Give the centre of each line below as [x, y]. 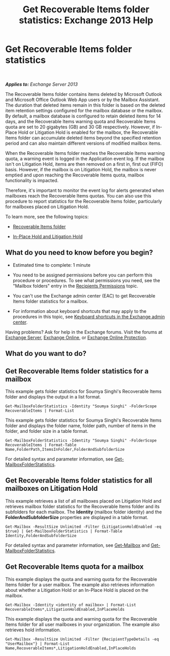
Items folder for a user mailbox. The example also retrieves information [80, 584]
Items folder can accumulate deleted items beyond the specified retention [83, 137]
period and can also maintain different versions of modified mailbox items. [83, 143]
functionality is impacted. [32, 180]
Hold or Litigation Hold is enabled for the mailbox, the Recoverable [88, 132]
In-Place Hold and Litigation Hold [48, 236]
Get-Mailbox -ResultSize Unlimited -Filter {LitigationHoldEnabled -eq [83, 527]
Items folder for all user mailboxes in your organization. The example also [82, 624]
